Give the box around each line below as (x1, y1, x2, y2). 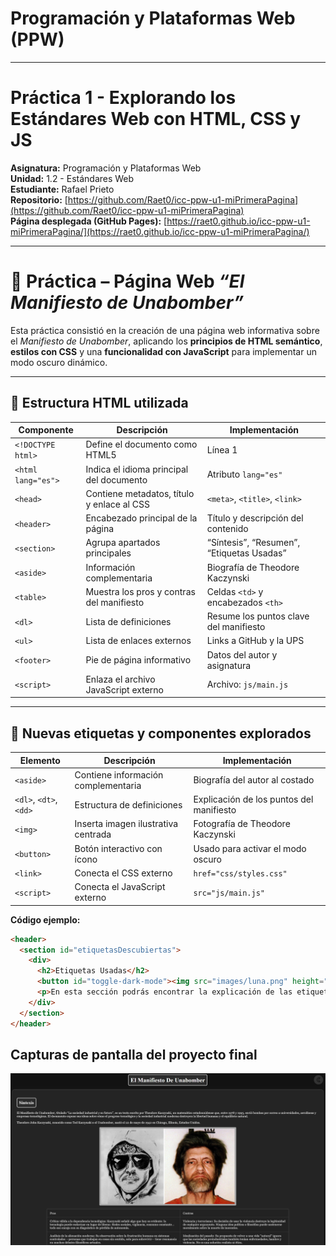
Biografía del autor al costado (193, 774, 315, 786)
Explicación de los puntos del (193, 793, 314, 806)
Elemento (19, 754, 61, 766)
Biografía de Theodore (206, 561, 300, 573)
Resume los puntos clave (206, 610, 310, 622)
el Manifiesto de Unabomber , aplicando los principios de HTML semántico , (10, 335, 323, 347)
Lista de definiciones (85, 615, 172, 627)
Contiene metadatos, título (85, 487, 195, 499)
